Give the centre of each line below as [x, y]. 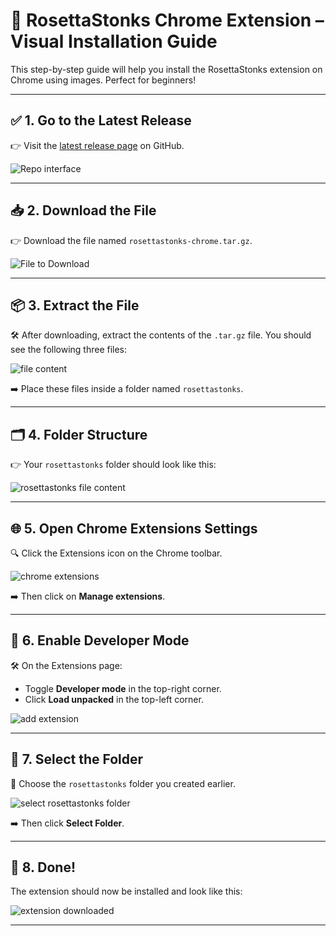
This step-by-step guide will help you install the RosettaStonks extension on [166, 69]
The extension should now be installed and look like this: [126, 891]
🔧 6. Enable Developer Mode [100, 640]
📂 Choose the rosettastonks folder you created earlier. [123, 783]
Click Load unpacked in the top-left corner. [114, 699]
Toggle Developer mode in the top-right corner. [123, 688]
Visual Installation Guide [114, 41]
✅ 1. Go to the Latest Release [101, 120]
